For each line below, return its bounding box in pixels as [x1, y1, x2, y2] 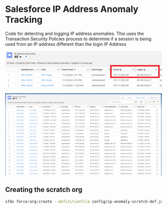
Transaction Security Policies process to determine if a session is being [5, 36, 152, 42]
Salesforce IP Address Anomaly [5, 3, 139, 15]
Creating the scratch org [5, 185, 83, 194]
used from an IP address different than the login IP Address [5, 41, 127, 47]
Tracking [5, 14, 43, 25]
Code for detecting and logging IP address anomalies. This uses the [5, 30, 144, 36]
